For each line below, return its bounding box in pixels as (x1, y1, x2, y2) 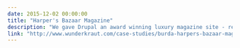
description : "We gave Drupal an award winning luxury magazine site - (7, 23, 225, 30)
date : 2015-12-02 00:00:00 (7, 10, 88, 18)
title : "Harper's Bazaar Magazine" (7, 17, 114, 24)
